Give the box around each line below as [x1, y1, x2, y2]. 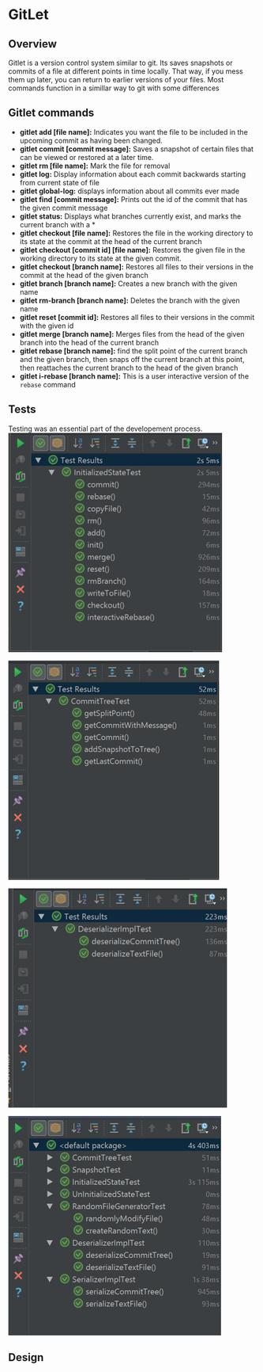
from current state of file [19, 177, 100, 187]
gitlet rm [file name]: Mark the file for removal [19, 161, 171, 170]
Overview [8, 37, 58, 51]
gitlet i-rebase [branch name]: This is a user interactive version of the [19, 371, 250, 381]
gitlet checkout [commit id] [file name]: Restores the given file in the [19, 245, 246, 254]
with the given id [19, 321, 74, 330]
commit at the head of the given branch [19, 270, 148, 280]
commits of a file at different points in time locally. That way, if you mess [8, 67, 243, 76]
